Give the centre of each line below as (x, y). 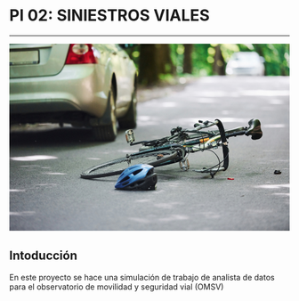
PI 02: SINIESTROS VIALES (110, 16)
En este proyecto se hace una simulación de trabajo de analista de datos (142, 277)
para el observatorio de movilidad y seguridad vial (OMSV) (117, 287)
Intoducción (44, 256)
